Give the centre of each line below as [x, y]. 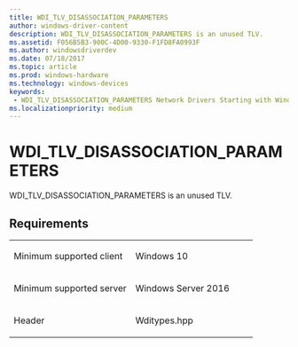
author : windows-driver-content [69, 26]
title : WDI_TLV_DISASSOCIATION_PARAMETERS [89, 17]
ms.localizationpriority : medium [71, 108]
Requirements [49, 223]
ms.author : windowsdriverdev [63, 51]
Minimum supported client [68, 256]
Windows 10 [162, 256]
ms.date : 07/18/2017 [47, 59]
